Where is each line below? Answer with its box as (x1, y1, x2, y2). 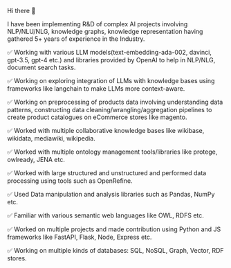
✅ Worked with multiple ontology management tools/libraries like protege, (7, 148, 218, 156)
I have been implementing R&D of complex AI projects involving (7, 20, 188, 28)
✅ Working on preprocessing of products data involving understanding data (7, 98, 223, 106)
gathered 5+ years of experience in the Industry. (7, 35, 145, 43)
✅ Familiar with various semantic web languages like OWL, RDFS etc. (7, 211, 204, 220)
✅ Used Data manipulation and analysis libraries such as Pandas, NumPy (7, 190, 215, 198)
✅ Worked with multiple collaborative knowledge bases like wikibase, (7, 127, 205, 134)
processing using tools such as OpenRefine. (7, 177, 133, 185)
